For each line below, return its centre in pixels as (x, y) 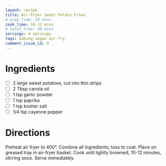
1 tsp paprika (26, 100)
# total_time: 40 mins (29, 29)
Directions (28, 133)
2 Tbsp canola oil (31, 89)
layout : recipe (21, 10)
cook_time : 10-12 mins (29, 24)
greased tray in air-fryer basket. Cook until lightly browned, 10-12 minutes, (84, 152)
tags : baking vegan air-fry (35, 39)
